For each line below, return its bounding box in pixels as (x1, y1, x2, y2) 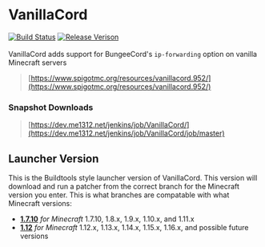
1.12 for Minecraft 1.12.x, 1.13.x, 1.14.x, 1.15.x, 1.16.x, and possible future (19, 223, 250, 233)
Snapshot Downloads (8, 102, 94, 113)
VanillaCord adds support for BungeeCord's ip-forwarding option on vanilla (8, 49, 258, 59)
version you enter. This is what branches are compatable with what (8, 190, 230, 200)
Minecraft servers (8, 58, 67, 67)
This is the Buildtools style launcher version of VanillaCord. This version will (8, 173, 258, 183)
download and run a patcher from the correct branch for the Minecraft (8, 182, 240, 192)
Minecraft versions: (8, 199, 72, 209)
